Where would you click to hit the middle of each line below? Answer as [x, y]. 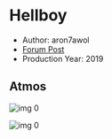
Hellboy [38, 15]
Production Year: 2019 [63, 58]
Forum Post [43, 49]
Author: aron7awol [56, 40]
